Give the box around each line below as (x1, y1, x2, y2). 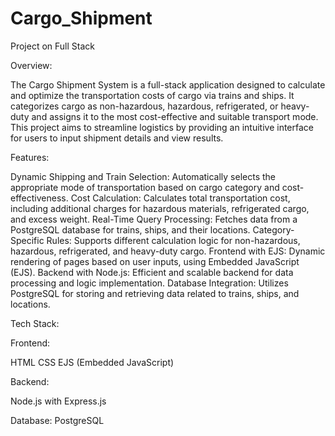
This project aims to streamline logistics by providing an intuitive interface (10, 121, 314, 133)
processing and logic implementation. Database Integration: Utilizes (10, 277, 289, 289)
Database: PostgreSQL (10, 414, 105, 426)
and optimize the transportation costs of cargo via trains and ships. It (10, 89, 295, 101)
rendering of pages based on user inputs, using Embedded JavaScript (10, 255, 300, 267)
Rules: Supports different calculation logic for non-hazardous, (46, 234, 301, 246)
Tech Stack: (10, 317, 60, 329)
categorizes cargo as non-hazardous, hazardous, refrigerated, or (10, 100, 279, 112)
